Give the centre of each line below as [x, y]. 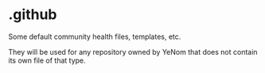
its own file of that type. [47, 60]
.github [33, 15]
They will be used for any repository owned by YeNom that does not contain [133, 52]
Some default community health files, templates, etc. [95, 36]
